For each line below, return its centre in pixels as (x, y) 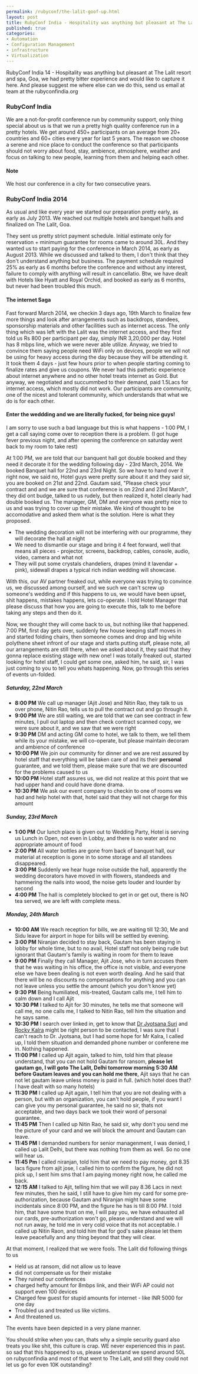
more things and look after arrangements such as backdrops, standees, (93, 319)
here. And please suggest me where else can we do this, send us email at (95, 85)
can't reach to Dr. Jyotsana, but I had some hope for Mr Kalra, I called (99, 1036)
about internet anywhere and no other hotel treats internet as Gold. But (92, 375)
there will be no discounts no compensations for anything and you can (100, 980)
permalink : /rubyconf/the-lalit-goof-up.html (63, 12)
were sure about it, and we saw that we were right (75, 728)
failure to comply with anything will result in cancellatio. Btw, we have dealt (97, 274)
